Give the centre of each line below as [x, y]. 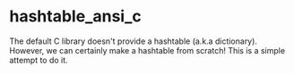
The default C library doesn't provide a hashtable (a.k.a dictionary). [134, 41]
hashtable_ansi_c [75, 16]
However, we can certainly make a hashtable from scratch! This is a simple [147, 50]
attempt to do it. [39, 60]
